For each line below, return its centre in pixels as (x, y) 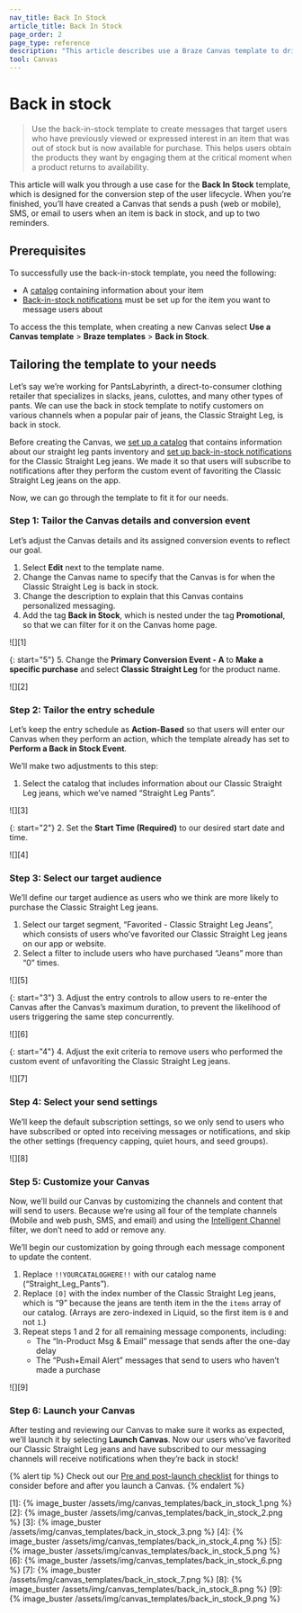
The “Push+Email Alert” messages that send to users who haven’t (158, 1360)
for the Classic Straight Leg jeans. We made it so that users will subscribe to (150, 461)
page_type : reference (50, 43)
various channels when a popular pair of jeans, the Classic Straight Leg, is (147, 415)
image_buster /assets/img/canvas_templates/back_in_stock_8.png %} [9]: (146, 1590)
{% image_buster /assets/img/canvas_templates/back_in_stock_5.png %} (145, 1551)
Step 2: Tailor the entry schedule (82, 710)
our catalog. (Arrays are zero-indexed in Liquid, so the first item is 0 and (155, 1313)
